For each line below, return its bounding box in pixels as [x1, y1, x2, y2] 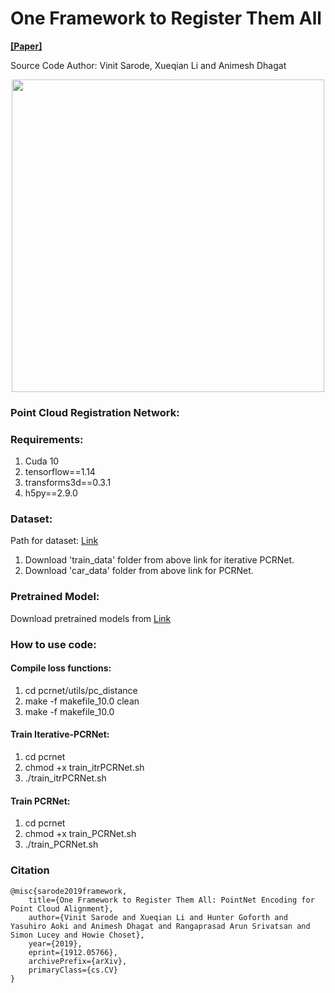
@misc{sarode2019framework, [10, 886, 128, 896]
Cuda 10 [24, 455, 60, 467]
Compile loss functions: [10, 662, 112, 674]
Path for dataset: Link [10, 535, 99, 547]
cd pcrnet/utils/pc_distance [24, 684, 138, 696]
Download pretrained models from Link [10, 612, 172, 624]
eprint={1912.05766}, [28, 947, 118, 957]
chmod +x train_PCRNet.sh [24, 828, 137, 840]
